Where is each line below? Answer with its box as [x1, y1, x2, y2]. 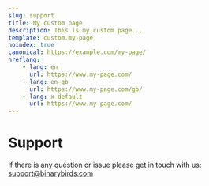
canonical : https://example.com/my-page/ [8, 48, 147, 56]
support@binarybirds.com [8, 169, 93, 178]
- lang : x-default [22, 93, 83, 101]
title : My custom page [8, 19, 83, 27]
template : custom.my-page [8, 33, 93, 42]
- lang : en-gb [22, 78, 69, 85]
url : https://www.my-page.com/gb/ [28, 85, 144, 93]
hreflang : [8, 56, 41, 64]
